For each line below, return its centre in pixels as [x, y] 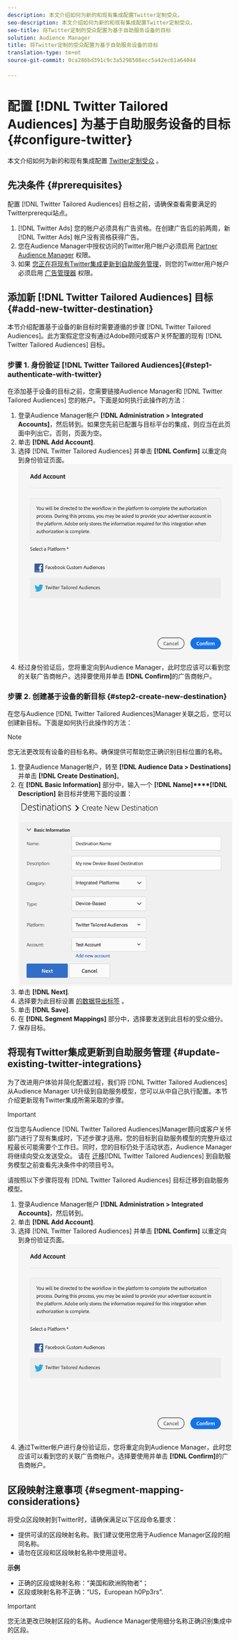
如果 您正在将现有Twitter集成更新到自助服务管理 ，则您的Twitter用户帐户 [123, 264]
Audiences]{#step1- [177, 365]
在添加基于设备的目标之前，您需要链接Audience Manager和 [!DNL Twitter [115, 391]
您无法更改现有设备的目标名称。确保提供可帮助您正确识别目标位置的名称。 [117, 751]
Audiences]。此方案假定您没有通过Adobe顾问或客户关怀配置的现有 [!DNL [115, 336]
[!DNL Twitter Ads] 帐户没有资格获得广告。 [80, 237]
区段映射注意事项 [45, 1490]
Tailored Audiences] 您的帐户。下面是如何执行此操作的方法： [97, 400]
